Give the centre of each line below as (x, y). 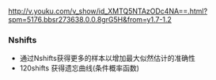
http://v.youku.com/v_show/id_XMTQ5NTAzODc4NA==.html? (108, 11)
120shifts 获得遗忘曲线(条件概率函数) (80, 68)
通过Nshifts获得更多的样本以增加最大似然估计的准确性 (107, 59)
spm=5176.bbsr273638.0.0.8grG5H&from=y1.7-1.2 (90, 20)
